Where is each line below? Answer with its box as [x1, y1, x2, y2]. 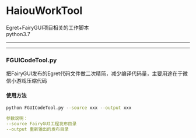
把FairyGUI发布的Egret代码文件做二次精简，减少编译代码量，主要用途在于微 [6, 70, 188, 77]
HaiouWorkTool [6, 4, 83, 17]
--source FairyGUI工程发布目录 [6, 121, 77, 127]
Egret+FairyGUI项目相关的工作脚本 [6, 24, 89, 31]
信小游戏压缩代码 [6, 77, 47, 84]
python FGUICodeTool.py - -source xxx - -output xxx [6, 105, 132, 111]
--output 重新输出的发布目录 [6, 126, 69, 132]
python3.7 [6, 30, 30, 37]
